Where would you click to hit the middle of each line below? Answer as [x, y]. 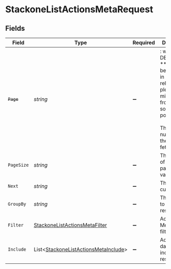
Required [144, 43]
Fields [15, 28]
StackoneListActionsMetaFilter [70, 225]
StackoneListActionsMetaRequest [79, 9]
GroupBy [17, 204]
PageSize [18, 165]
